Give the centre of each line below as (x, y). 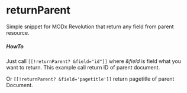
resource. (18, 32)
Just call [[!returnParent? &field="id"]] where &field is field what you (94, 61)
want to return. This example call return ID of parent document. (83, 67)
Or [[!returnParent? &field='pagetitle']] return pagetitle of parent (90, 79)
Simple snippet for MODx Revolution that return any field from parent (90, 26)
